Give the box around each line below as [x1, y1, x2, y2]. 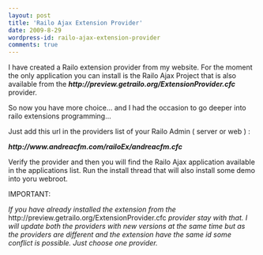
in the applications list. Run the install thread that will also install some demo [8, 166, 255, 175]
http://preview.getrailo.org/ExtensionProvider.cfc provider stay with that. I [8, 213, 248, 223]
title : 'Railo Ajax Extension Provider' [8, 19, 144, 27]
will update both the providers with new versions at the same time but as [8, 222, 246, 231]
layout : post [8, 11, 51, 20]
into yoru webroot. [8, 174, 69, 184]
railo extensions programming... [8, 111, 112, 121]
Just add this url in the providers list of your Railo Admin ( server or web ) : [8, 127, 250, 137]
